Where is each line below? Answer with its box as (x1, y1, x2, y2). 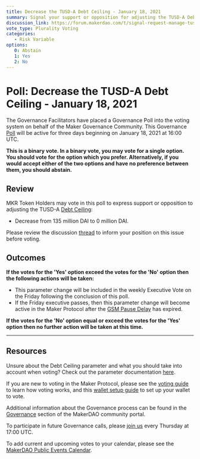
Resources (6, 346, 47, 356)
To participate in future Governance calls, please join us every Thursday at (6, 422, 189, 429)
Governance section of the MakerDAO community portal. (6, 410, 146, 418)
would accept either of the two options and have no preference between (6, 160, 189, 167)
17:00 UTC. (6, 428, 34, 436)
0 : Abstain (14, 48, 42, 54)
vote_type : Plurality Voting (6, 25, 79, 32)
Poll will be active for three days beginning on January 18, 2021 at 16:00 (6, 130, 182, 137)
